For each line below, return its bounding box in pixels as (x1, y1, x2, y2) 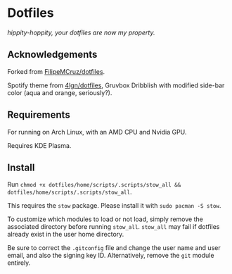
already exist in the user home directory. (7, 230, 124, 239)
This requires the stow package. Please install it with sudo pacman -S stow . (7, 201, 221, 210)
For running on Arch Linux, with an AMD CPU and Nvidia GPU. (7, 127, 187, 136)
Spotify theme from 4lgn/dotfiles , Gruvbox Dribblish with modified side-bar (7, 81, 225, 89)
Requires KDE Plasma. (7, 141, 72, 149)
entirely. (7, 259, 31, 267)
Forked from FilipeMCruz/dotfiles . (7, 67, 105, 75)
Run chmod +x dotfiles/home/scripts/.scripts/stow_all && (7, 180, 181, 189)
